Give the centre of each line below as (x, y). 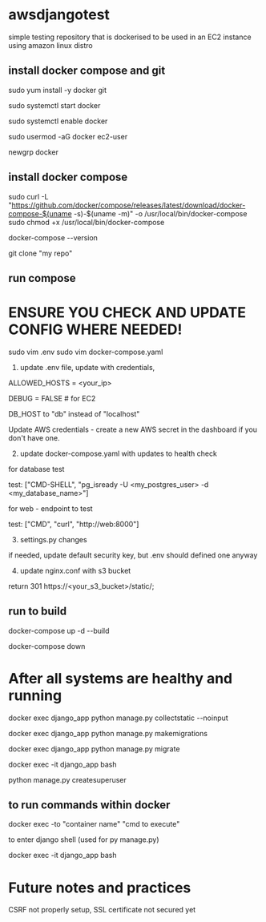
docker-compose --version (53, 237)
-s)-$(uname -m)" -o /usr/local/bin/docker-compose (160, 213)
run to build (37, 612)
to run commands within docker (89, 805)
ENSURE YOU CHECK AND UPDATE (127, 313)
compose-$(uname (40, 213)
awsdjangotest (59, 15)
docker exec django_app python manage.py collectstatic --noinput (118, 718)
